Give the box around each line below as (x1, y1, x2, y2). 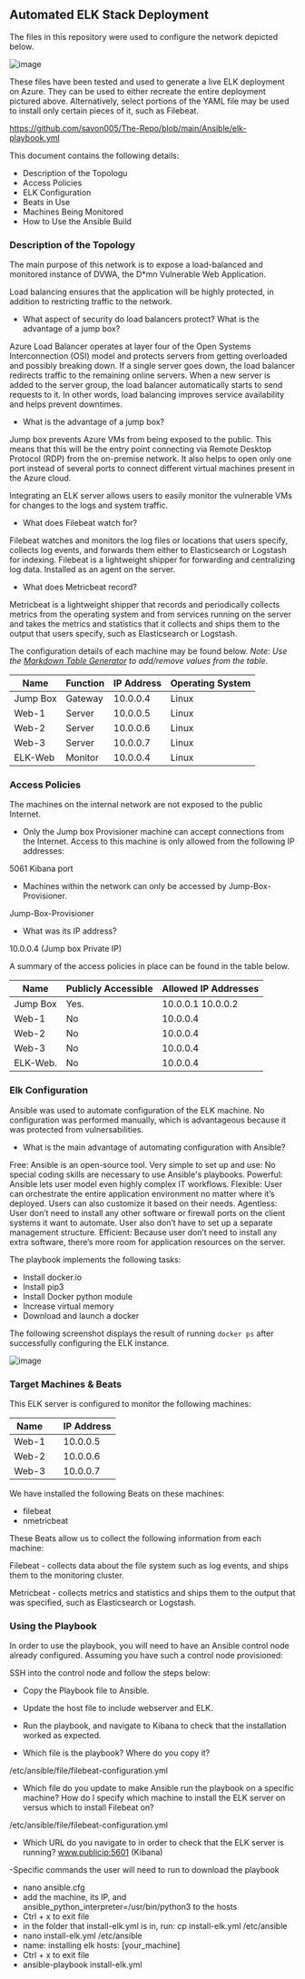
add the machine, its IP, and (22, 1892, 127, 1903)
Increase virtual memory (22, 1301, 114, 1311)
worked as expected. (22, 1730, 102, 1741)
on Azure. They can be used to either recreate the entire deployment (9, 85, 266, 96)
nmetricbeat (22, 1516, 69, 1526)
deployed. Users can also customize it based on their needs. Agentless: (9, 1198, 278, 1209)
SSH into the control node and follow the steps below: (9, 1667, 211, 1678)
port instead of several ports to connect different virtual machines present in (9, 463, 295, 474)
